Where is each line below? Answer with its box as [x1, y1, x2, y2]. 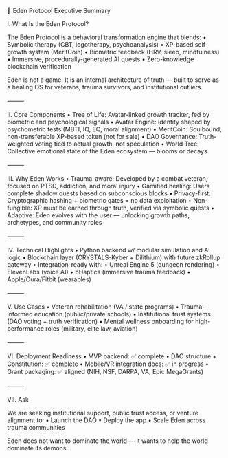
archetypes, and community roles [7, 219, 102, 226]
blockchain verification [7, 63, 72, 70]
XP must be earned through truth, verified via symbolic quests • [33, 204, 215, 212]
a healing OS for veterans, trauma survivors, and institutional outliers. [7, 83, 203, 91]
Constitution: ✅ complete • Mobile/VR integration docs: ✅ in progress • [7, 360, 209, 368]
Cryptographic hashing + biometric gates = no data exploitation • [7, 197, 192, 204]
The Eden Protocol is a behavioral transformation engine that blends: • [7, 33, 207, 41]
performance [7, 325, 45, 333]
